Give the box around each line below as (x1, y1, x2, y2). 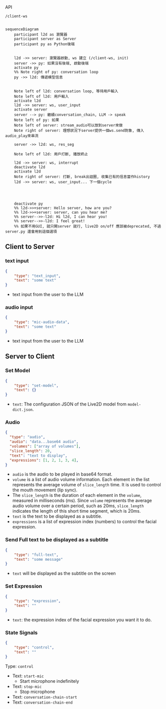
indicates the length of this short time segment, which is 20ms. (12, 508, 141, 514)
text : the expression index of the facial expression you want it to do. (12, 617, 152, 623)
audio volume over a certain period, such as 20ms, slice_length (12, 503, 144, 509)
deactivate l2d (14, 165, 46, 170)
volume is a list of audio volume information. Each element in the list (12, 476, 150, 482)
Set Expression (5, 583, 43, 590)
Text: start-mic (12, 673, 44, 679)
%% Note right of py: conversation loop (14, 69, 99, 74)
